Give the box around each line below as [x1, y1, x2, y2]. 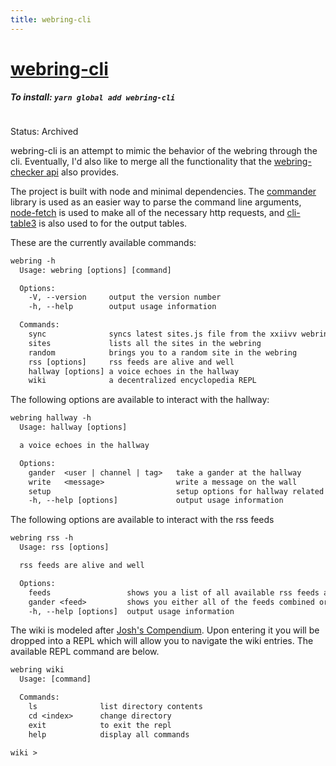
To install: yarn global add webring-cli [10, 91, 176, 103]
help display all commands [28, 729, 190, 740]
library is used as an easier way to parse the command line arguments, [10, 196, 302, 208]
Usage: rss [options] [19, 542, 110, 553]
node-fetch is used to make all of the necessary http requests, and [10, 206, 285, 218]
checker [10, 166, 45, 178]
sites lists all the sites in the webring [28, 338, 262, 348]
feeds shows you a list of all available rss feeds [28, 587, 320, 598]
